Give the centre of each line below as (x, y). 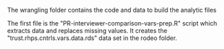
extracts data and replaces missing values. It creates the (87, 31)
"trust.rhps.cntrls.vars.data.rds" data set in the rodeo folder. (92, 38)
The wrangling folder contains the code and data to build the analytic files (112, 10)
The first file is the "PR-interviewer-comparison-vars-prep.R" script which (112, 23)
